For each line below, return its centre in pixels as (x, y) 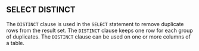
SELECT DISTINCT (41, 10)
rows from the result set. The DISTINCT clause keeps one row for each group (100, 30)
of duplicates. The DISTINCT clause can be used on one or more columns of (98, 36)
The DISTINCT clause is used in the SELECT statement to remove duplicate (95, 24)
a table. (15, 43)
